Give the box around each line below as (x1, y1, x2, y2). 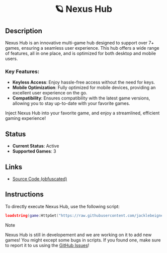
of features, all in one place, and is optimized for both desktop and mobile (5, 50, 157, 56)
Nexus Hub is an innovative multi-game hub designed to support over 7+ (5, 40, 154, 46)
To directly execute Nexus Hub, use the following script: (5, 203, 120, 209)
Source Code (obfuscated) (12, 175, 67, 181)
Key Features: (5, 68, 40, 75)
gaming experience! (5, 115, 46, 121)
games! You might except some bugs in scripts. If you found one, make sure (5, 237, 161, 243)
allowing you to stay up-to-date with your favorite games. (12, 100, 130, 106)
